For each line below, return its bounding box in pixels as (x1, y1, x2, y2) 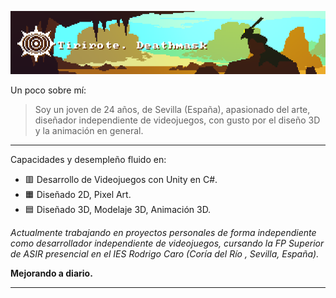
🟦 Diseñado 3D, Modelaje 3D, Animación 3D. (24, 203, 212, 215)
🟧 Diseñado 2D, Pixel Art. (24, 188, 132, 200)
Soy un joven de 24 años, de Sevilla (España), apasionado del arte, (34, 103, 311, 115)
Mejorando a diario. (10, 267, 93, 279)
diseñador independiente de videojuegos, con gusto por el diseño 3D (34, 114, 321, 126)
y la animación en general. (34, 124, 144, 136)
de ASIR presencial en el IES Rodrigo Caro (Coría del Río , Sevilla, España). (10, 247, 320, 260)
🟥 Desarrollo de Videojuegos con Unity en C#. (24, 173, 218, 185)
